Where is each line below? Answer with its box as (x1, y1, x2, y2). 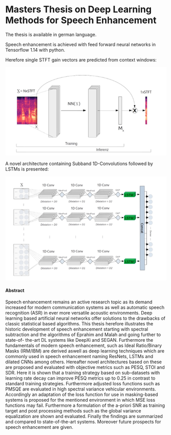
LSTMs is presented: (5, 166, 49, 172)
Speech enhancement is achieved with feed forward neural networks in (5, 41, 156, 47)
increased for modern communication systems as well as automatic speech (5, 304, 165, 310)
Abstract (5, 287, 25, 293)
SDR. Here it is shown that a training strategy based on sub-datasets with (5, 369, 160, 376)
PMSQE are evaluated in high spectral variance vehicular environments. (5, 386, 156, 392)
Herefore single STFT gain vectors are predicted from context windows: (5, 56, 157, 63)
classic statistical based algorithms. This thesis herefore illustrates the (5, 320, 154, 326)
